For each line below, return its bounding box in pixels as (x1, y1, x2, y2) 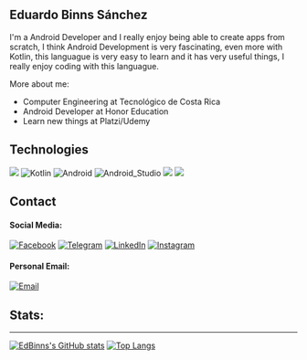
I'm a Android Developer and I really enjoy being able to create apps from (9, 31, 285, 42)
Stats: (9, 307, 45, 323)
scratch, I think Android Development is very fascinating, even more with (9, 41, 283, 52)
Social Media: (9, 219, 62, 230)
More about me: (9, 78, 70, 90)
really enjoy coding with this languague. (9, 60, 160, 71)
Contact (9, 194, 57, 209)
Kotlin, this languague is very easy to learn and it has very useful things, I (9, 50, 285, 62)
